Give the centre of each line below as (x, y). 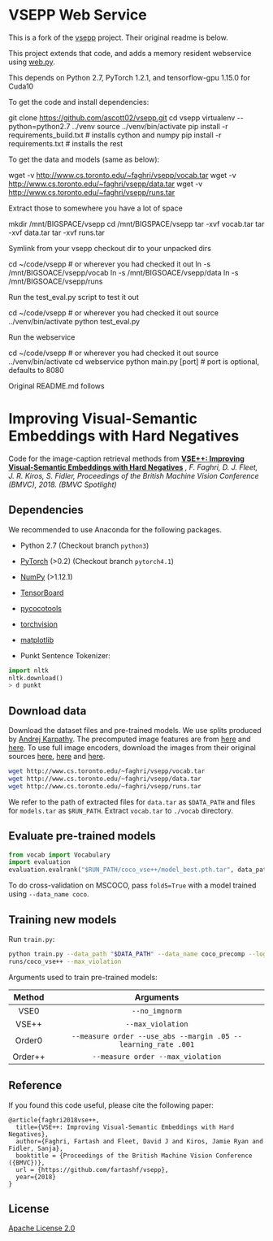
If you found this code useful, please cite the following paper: (111, 1105)
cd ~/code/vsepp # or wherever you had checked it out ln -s (110, 264)
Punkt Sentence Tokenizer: (65, 655)
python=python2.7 (39, 126)
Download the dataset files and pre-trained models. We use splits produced (135, 731)
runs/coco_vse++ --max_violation (65, 961)
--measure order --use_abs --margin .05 (151, 1036)
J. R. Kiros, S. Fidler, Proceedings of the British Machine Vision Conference (134, 475)
